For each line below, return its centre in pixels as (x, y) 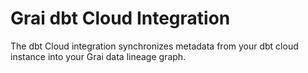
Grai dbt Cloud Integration (120, 18)
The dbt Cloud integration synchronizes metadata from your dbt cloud (154, 46)
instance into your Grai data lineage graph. (98, 56)
